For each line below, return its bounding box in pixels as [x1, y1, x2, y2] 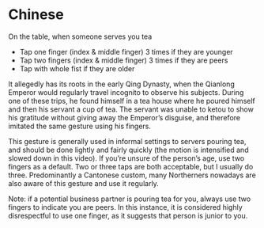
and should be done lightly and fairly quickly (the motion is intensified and [8, 145, 249, 154]
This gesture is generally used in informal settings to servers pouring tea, [8, 136, 247, 146]
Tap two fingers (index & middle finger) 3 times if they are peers [19, 55, 228, 65]
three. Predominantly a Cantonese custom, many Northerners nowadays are [8, 170, 257, 180]
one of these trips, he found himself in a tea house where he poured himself [8, 96, 255, 105]
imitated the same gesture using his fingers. [8, 121, 152, 131]
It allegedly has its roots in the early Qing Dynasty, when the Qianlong [8, 79, 235, 89]
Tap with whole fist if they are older [19, 63, 135, 73]
